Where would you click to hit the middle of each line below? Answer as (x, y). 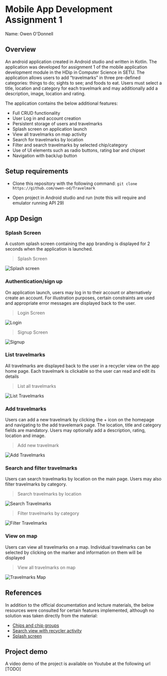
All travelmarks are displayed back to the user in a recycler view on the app (82, 366)
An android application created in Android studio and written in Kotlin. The (81, 62)
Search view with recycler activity (47, 630)
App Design (24, 218)
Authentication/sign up (34, 282)
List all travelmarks (37, 386)
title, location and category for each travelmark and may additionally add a (82, 88)
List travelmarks (25, 355)
